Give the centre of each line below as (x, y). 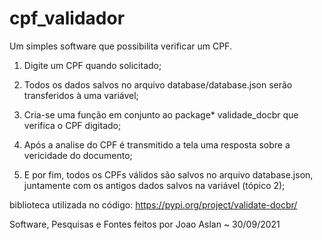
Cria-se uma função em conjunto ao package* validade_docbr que (161, 114)
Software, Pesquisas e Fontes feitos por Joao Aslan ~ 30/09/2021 (145, 224)
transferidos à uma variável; (81, 95)
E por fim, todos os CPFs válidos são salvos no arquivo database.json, (168, 174)
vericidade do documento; (78, 155)
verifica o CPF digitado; (72, 125)
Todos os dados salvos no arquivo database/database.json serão (158, 84)
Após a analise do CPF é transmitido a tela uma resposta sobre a (157, 144)
